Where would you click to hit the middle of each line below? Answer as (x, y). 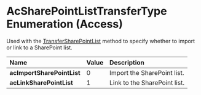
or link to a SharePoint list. (39, 47)
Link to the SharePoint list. (147, 82)
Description (127, 62)
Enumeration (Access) (65, 24)
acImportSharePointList (45, 72)
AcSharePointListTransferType (87, 11)
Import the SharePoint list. (147, 72)
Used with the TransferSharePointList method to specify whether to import (101, 41)
